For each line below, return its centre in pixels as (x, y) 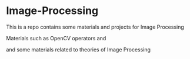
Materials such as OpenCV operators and (56, 38)
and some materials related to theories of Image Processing (79, 49)
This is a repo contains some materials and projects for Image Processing (95, 27)
